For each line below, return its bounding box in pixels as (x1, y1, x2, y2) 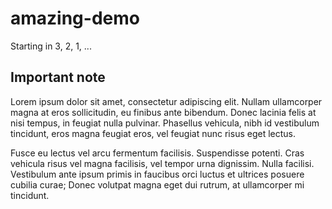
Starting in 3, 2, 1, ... (10, 40, 92, 52)
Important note (10, 69, 106, 86)
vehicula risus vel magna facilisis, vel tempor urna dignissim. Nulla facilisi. (10, 157, 315, 169)
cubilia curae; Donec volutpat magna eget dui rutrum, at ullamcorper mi (10, 178, 305, 191)
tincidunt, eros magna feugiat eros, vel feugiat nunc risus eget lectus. (10, 127, 296, 139)
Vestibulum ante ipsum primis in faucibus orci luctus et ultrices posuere (10, 168, 305, 180)
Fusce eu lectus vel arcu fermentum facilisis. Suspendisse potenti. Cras (10, 147, 305, 159)
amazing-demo (10, 7, 140, 30)
